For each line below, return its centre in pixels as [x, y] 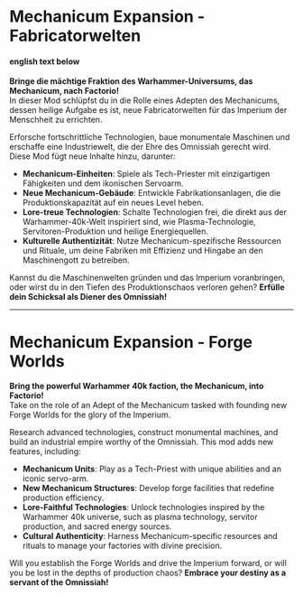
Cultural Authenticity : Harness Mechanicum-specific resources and [150, 536]
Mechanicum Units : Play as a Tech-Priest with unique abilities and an [152, 469]
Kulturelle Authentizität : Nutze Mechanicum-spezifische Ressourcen [152, 241]
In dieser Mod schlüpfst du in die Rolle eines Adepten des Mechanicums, [145, 100]
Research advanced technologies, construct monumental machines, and [144, 432]
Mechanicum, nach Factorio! [64, 91]
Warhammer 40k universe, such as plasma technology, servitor [140, 517]
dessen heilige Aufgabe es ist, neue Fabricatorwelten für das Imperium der [148, 110]
